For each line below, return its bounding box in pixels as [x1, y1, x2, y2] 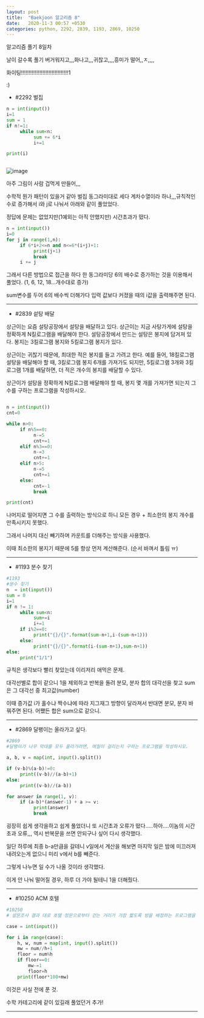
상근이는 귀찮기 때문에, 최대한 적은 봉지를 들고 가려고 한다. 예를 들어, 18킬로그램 [6, 351, 194, 358]
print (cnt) [6, 499, 34, 506]
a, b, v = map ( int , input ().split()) [6, 754, 102, 761]
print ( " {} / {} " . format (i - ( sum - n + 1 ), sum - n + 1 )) [33, 643, 148, 649]
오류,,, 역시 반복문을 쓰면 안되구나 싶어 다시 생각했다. [17, 830, 142, 837]
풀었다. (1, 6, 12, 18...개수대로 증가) [6, 279, 89, 286]
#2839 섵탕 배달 [15, 310, 55, 318]
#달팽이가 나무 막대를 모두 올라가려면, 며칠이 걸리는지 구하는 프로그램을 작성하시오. [6, 743, 189, 750]
